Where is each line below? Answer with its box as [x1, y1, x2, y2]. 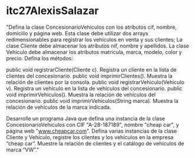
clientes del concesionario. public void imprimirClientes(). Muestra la [6, 72, 173, 79]
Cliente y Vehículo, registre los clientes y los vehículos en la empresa [6, 133, 174, 140]
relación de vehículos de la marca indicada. [6, 103, 111, 110]
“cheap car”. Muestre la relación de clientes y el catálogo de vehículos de [6, 140, 184, 147]
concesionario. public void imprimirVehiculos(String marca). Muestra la [6, 97, 179, 104]
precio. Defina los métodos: [6, 55, 74, 62]
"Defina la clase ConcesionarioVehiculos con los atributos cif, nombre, [6, 23, 177, 31]
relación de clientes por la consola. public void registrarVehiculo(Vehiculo [6, 78, 184, 86]
